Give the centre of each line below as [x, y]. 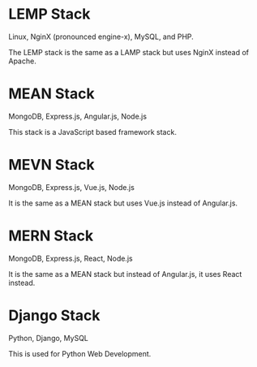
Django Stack [54, 315]
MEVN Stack [51, 165]
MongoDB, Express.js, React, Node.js [71, 258]
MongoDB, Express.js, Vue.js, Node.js [72, 187]
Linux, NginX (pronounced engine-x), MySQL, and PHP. [101, 37]
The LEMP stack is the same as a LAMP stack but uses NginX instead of [129, 52]
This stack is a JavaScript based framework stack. [92, 132]
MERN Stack [51, 235]
